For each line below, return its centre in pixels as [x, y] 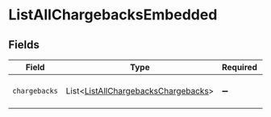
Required [240, 67]
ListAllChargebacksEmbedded [113, 15]
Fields [24, 45]
